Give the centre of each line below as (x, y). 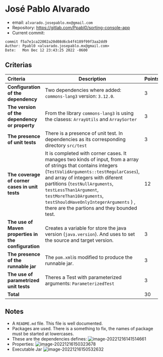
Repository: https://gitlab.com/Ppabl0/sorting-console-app (71, 27)
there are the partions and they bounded (91, 208)
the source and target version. (80, 240)
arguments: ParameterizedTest (80, 283)
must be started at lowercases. (43, 334)
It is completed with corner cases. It (86, 153)
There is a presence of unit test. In (84, 133)
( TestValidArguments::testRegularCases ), (92, 171)
